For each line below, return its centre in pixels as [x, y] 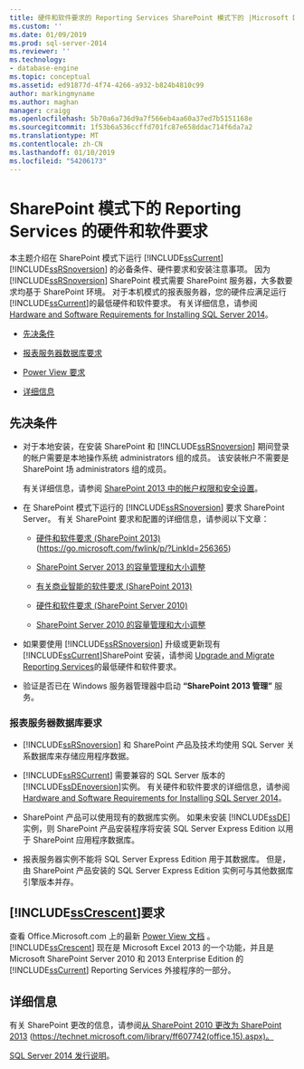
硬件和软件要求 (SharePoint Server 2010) [112, 606]
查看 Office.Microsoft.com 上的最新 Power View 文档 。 [112, 936]
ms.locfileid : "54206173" [58, 161]
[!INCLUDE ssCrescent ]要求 [87, 913]
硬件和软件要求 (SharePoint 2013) [98, 538]
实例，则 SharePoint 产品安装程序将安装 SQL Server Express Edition [149, 828]
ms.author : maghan [44, 102]
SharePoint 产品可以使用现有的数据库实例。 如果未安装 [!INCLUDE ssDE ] [157, 817]
